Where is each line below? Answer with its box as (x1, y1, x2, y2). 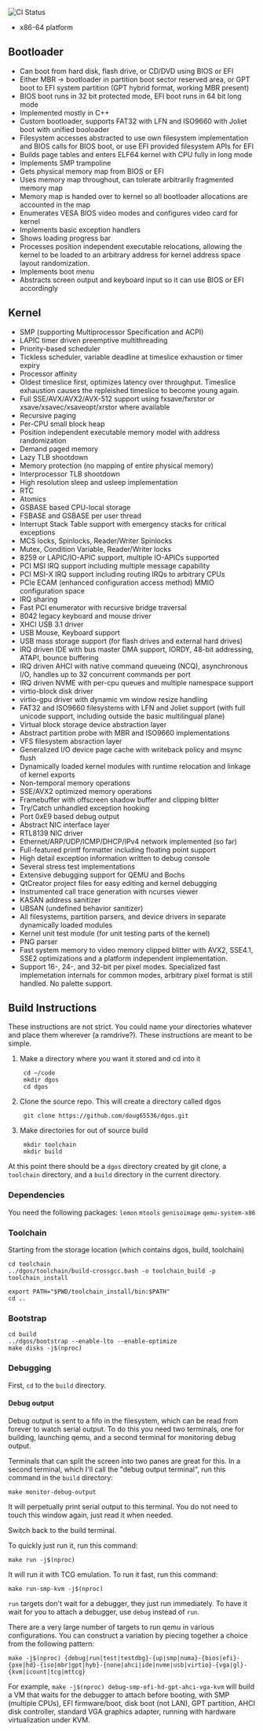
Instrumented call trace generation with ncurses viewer (19, 887, 199, 896)
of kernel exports (19, 770, 75, 779)
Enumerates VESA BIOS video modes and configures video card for (19, 208, 239, 218)
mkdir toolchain (23, 1141, 77, 1149)
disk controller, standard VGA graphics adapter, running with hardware (8, 1707, 236, 1716)
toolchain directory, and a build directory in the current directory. (8, 1170, 221, 1179)
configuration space (19, 586, 85, 595)
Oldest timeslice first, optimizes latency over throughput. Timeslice (19, 377, 236, 387)
